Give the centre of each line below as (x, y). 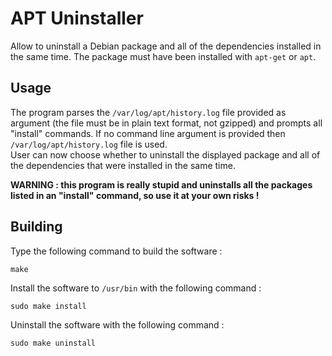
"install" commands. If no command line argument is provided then (148, 133)
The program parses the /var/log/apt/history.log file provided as (148, 112)
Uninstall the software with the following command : (117, 324)
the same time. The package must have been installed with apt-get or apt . (163, 56)
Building (36, 227)
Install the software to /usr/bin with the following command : (136, 288)
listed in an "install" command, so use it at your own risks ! (135, 195)
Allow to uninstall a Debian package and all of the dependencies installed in (166, 46)
